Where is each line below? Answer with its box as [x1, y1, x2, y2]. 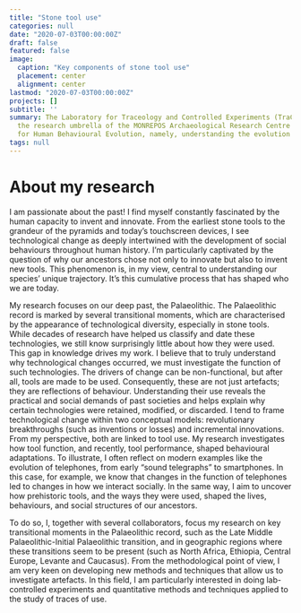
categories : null [9, 22, 74, 30]
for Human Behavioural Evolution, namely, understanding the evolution [17, 130, 291, 139]
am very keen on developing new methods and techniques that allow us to [9, 565, 284, 575]
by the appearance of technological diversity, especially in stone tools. [9, 319, 271, 330]
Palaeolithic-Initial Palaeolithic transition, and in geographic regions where [9, 536, 283, 547]
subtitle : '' [9, 105, 58, 114]
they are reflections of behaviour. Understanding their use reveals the [9, 385, 266, 396]
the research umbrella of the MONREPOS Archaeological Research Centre [17, 122, 291, 131]
